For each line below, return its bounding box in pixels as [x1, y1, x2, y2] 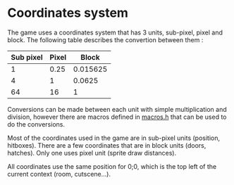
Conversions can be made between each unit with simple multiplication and [7, 105, 227, 113]
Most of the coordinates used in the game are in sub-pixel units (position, [7, 134, 221, 142]
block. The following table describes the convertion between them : [7, 35, 204, 44]
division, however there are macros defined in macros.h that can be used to [7, 113, 227, 121]
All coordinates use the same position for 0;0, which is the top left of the [7, 162, 217, 170]
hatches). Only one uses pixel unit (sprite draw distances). [7, 148, 177, 157]
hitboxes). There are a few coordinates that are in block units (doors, [7, 141, 207, 149]
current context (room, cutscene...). [7, 170, 111, 178]
